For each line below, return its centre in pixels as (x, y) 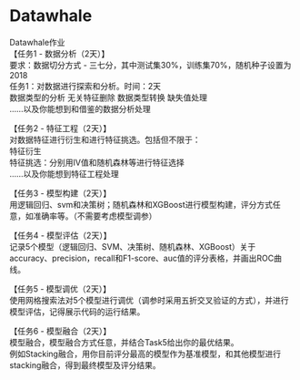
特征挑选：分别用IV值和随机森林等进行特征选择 (97, 162)
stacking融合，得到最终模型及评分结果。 (85, 365)
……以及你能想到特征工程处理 (65, 173)
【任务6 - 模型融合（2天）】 (60, 331)
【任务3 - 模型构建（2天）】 (60, 193)
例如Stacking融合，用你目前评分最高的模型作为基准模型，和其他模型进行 (145, 354)
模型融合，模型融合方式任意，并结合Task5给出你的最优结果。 (124, 342)
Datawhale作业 (37, 42)
